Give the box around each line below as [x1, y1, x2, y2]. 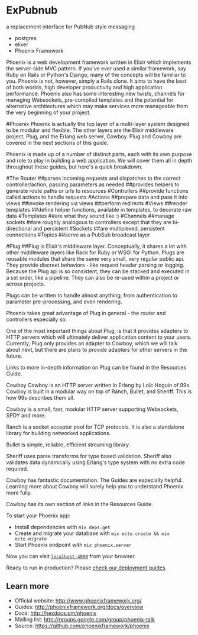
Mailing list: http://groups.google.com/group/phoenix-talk [14, 615, 155, 623]
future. [6, 352, 22, 359]
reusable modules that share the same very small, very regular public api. [6, 255, 185, 262]
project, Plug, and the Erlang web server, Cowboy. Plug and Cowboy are [6, 132, 182, 140]
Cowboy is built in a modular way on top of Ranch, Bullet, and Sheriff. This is [6, 388, 192, 395]
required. [6, 465, 28, 472]
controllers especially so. [6, 316, 67, 323]
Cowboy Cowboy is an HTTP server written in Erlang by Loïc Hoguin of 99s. [6, 381, 191, 388]
